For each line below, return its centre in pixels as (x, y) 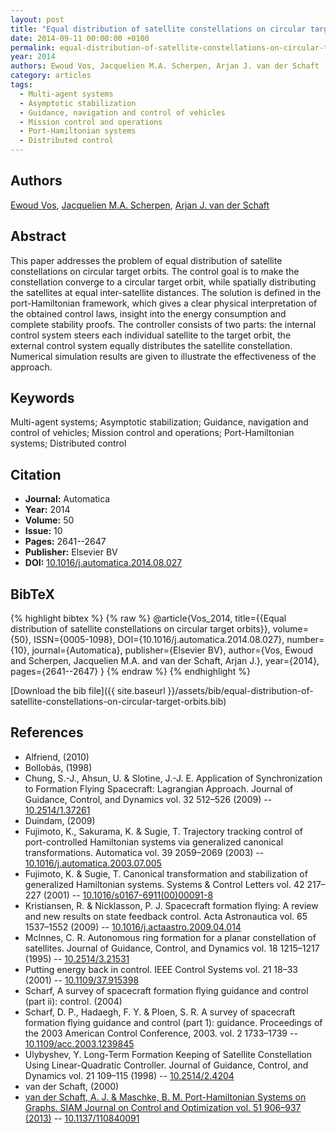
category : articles (51, 76)
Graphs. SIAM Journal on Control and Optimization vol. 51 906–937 (163, 1107)
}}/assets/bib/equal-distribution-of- (240, 691)
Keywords (42, 398)
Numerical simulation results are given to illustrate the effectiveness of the (163, 356)
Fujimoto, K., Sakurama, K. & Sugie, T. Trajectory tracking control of (164, 831)
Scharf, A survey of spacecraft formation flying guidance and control (166, 990)
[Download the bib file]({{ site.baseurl (88, 691)
